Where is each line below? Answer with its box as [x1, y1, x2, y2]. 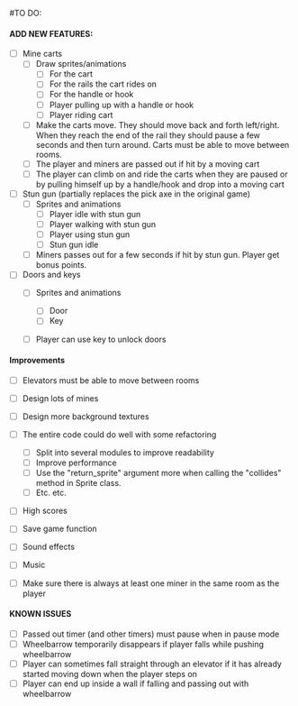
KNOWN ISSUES [9, 609, 72, 619]
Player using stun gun [49, 229, 131, 240]
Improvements [9, 355, 66, 366]
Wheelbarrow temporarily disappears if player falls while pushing [22, 638, 264, 649]
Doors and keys [22, 270, 81, 280]
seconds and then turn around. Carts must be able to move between [35, 139, 290, 150]
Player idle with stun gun [49, 208, 141, 219]
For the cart [49, 69, 93, 79]
